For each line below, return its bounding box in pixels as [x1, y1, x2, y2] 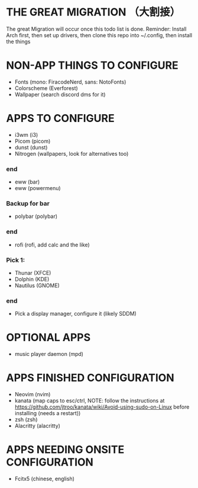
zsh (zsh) [14, 416, 38, 423]
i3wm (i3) [14, 131, 38, 138]
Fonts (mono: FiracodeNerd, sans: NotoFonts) [14, 78, 126, 85]
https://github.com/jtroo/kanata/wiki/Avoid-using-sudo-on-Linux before [14, 403, 190, 410]
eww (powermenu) [14, 185, 61, 192]
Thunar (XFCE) [14, 269, 51, 276]
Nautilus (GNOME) [14, 282, 60, 289]
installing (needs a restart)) [14, 410, 81, 417]
